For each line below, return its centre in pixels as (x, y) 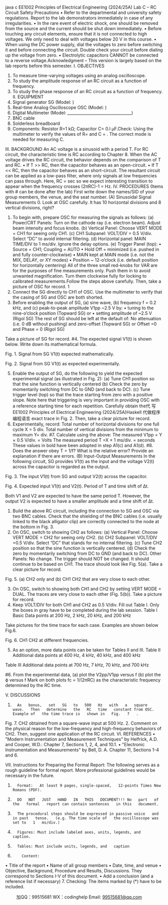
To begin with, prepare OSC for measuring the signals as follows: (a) (83, 217)
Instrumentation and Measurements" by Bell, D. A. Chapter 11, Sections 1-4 (82, 750)
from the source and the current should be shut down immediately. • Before (83, 29)
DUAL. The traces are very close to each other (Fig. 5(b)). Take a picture (87, 594)
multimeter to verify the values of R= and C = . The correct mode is (82, 134)
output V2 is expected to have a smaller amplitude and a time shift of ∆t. (80, 501)
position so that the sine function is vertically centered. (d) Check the (84, 548)
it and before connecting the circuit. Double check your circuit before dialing (84, 50)
